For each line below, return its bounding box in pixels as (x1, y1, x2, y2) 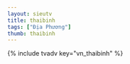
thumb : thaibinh (7, 30, 55, 37)
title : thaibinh (7, 17, 55, 24)
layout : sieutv (7, 10, 53, 18)
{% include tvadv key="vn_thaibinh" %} (7, 49, 124, 58)
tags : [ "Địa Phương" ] (7, 23, 72, 30)
